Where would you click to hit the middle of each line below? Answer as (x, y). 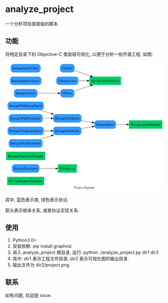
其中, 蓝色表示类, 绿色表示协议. (37, 200)
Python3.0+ (25, 240)
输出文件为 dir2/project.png (41, 265)
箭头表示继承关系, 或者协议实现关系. (42, 210)
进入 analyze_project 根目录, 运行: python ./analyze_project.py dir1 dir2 (86, 252)
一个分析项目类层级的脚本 (32, 24)
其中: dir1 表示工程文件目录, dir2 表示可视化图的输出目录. (71, 258)
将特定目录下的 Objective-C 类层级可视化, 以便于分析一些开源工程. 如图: (79, 54)
